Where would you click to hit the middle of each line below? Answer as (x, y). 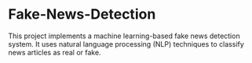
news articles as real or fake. (55, 52)
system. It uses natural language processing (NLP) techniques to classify (126, 44)
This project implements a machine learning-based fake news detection (124, 36)
